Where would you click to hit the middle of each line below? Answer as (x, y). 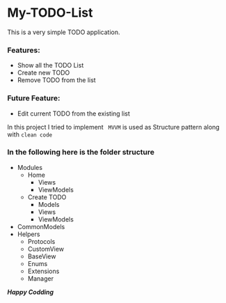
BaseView (42, 256)
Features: (24, 50)
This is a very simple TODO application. (64, 32)
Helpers (29, 234)
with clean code (30, 134)
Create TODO (47, 197)
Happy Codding (31, 292)
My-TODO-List (50, 13)
